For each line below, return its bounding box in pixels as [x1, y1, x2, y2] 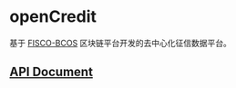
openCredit [9, 6, 97, 27]
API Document [9, 64, 94, 80]
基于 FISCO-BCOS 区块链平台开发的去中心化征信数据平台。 [9, 37, 232, 48]
